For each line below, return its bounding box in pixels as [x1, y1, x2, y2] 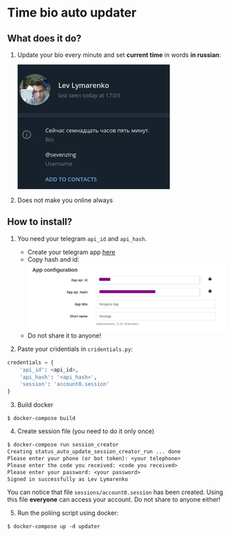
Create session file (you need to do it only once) [17, 427, 154, 435]
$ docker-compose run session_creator [7, 442, 119, 448]
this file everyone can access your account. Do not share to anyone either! [7, 495, 221, 504]
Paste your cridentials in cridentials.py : [17, 345, 133, 353]
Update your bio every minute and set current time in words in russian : [17, 51, 221, 59]
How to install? [7, 216, 73, 228]
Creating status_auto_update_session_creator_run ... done [7, 448, 181, 455]
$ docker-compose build [7, 415, 76, 422]
